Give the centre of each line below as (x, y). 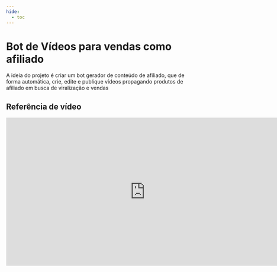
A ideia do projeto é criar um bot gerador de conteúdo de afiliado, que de (95, 75)
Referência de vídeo (44, 106)
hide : (13, 12)
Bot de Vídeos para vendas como (89, 47)
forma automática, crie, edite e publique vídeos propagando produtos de (95, 82)
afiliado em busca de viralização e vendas (57, 88)
